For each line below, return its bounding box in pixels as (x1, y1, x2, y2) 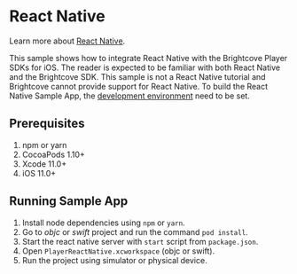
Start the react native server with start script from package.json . (21, 236, 259, 247)
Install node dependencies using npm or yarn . (21, 217, 185, 228)
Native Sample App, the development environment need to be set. (9, 90, 250, 101)
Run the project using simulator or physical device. (21, 254, 207, 265)
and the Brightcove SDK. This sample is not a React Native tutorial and (9, 71, 266, 82)
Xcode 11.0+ (21, 158, 67, 169)
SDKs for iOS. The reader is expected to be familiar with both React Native (9, 62, 281, 73)
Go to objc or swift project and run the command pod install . (21, 226, 248, 237)
